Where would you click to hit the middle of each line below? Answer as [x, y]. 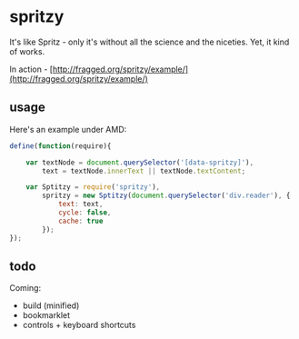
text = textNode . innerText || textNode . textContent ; [144, 171]
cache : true [80, 221]
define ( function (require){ [60, 146]
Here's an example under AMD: [68, 129]
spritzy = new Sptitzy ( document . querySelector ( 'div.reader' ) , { [166, 196]
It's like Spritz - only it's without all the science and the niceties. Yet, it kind [149, 42]
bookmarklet [46, 315]
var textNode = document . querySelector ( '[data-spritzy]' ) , [140, 162]
